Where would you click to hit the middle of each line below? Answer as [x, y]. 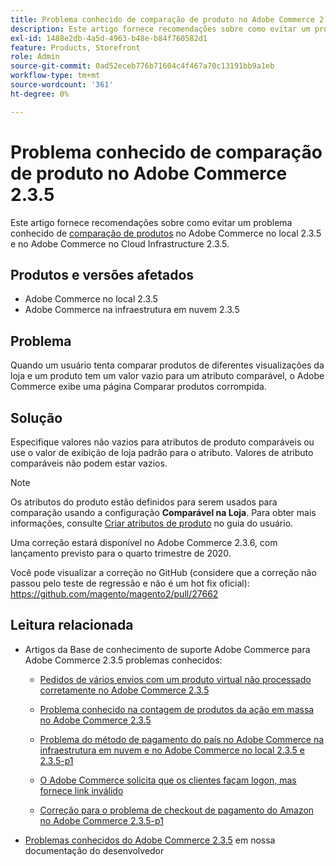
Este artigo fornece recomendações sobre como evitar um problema [151, 222]
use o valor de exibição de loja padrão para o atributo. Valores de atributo [162, 452]
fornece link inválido [81, 790]
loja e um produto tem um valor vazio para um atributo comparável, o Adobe [167, 376]
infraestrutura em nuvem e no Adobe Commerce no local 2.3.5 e [172, 750]
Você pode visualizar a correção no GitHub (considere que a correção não [163, 572]
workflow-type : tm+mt [55, 76]
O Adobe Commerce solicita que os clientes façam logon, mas [168, 780]
